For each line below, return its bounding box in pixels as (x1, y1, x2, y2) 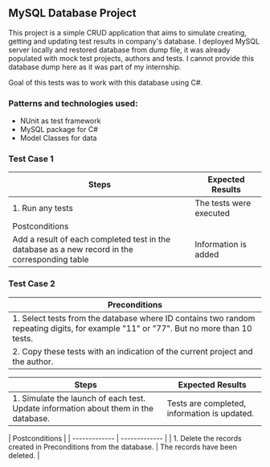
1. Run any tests (12, 203, 74, 214)
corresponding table (12, 254, 89, 265)
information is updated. (166, 407, 255, 419)
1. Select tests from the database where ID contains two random (12, 312, 256, 324)
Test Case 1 (8, 153, 54, 164)
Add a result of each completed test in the (12, 233, 171, 245)
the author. (12, 356, 54, 367)
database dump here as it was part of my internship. (8, 62, 182, 72)
